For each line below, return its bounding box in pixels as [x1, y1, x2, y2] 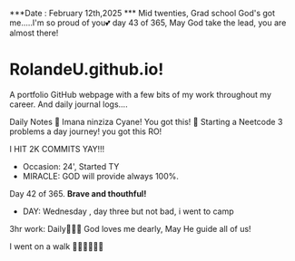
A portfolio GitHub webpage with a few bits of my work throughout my [9, 89, 272, 100]
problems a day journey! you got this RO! [9, 126, 162, 137]
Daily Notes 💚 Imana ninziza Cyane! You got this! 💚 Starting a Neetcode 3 [9, 116, 283, 127]
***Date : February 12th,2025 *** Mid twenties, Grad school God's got [9, 8, 275, 18]
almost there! [9, 27, 59, 38]
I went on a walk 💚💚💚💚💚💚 [9, 240, 104, 252]
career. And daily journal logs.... [9, 99, 129, 110]
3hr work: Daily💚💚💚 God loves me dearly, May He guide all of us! [9, 223, 251, 234]
